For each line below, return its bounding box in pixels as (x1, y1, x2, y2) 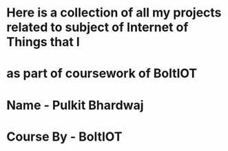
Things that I (6, 34, 80, 50)
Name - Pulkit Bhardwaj (6, 97, 144, 113)
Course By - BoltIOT (6, 129, 123, 144)
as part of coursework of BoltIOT (6, 66, 198, 81)
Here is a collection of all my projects (6, 5, 222, 21)
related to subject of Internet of (6, 19, 189, 35)
